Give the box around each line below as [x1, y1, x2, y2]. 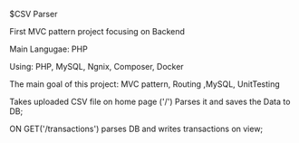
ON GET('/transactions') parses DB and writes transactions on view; [9, 123, 264, 134]
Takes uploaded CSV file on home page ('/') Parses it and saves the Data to [9, 96, 291, 107]
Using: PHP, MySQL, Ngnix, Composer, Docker [9, 62, 184, 71]
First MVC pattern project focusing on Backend [9, 26, 186, 36]
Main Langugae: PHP [9, 43, 88, 54]
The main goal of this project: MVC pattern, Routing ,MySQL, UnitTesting [9, 79, 281, 90]
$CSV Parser [9, 9, 58, 19]
